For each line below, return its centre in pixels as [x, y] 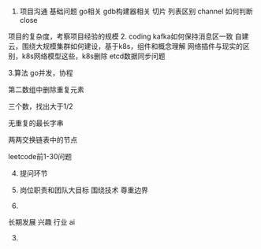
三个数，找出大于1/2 [41, 106]
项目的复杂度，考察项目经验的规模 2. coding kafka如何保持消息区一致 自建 [129, 36]
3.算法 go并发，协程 [41, 73]
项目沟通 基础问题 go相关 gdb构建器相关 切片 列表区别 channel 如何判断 [136, 11]
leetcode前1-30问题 [40, 157]
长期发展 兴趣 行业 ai [42, 222]
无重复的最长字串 [36, 123]
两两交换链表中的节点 [43, 140]
